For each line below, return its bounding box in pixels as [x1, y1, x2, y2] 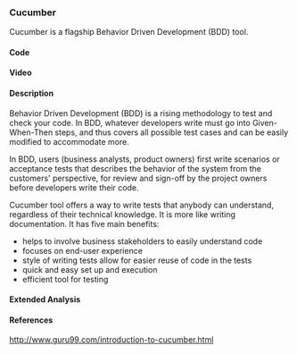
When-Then [9, 127, 54, 138]
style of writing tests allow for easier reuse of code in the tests [21, 255, 252, 265]
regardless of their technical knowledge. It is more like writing [9, 208, 236, 220]
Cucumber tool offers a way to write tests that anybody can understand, [9, 199, 275, 210]
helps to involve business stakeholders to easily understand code [21, 235, 263, 247]
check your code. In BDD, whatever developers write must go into [9, 117, 252, 128]
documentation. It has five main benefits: [9, 218, 160, 229]
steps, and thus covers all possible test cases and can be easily [54, 127, 289, 138]
